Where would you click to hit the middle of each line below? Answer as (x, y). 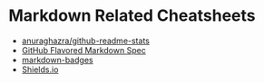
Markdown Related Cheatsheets (132, 16)
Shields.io (40, 69)
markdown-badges (57, 60)
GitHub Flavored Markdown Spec (83, 50)
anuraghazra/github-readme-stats (86, 41)
